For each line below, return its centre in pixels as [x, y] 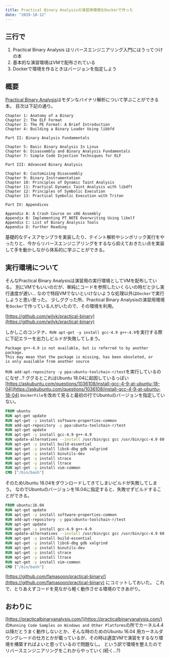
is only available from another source [47, 361]
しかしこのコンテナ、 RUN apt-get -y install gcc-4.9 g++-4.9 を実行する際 [84, 332]
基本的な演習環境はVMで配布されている [54, 63]
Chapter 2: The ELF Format [34, 120]
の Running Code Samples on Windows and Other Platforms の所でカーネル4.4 [84, 625]
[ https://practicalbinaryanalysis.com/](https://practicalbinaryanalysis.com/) [84, 619]
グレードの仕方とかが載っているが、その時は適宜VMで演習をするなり [86, 638]
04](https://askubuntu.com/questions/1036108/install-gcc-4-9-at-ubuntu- [83, 389]
